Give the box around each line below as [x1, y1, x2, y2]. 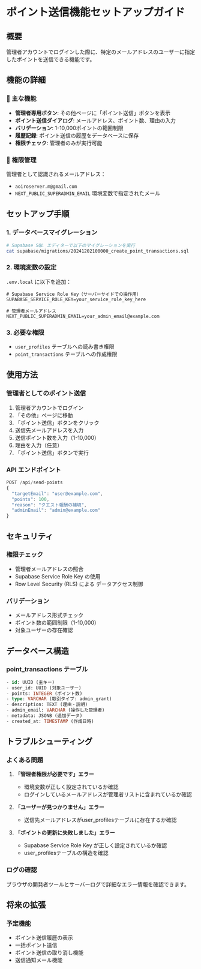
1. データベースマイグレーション [6, 229, 98, 237]
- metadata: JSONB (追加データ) [6, 713, 83, 719]
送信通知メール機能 [14, 956, 63, 964]
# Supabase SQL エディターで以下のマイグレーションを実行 [6, 242, 136, 248]
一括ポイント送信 [14, 941, 58, 949]
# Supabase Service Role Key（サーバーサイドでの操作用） [6, 291, 142, 297]
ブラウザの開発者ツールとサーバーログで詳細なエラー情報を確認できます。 [6, 880, 190, 888]
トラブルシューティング [6, 736, 93, 747]
